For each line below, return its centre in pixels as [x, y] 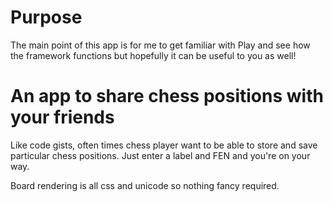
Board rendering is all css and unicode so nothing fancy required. [145, 185]
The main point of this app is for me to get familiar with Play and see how [160, 45]
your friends [62, 117]
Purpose [46, 17]
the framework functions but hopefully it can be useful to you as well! [153, 55]
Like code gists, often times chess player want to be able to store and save [164, 145]
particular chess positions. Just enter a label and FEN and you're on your [160, 155]
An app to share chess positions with [167, 96]
